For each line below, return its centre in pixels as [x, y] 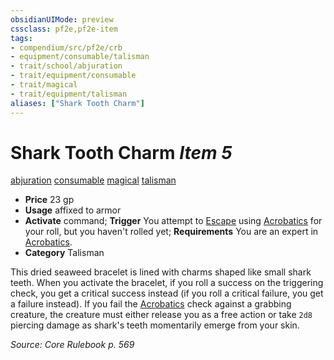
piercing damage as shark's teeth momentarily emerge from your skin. [155, 325]
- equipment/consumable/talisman [80, 57]
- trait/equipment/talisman [69, 94]
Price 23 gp [49, 200]
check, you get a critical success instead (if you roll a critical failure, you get [167, 293]
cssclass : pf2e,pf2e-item [64, 29]
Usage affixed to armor [73, 210]
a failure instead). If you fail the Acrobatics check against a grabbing [151, 304]
